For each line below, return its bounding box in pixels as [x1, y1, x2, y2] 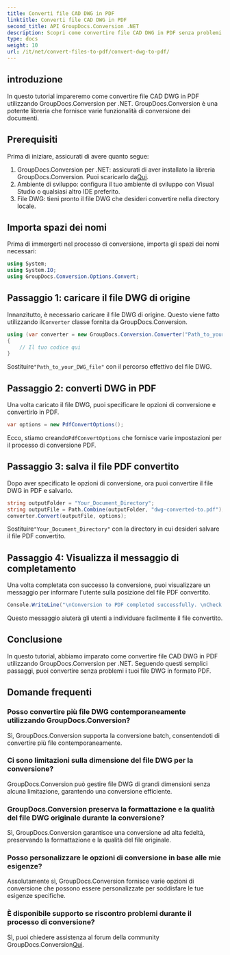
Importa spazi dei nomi [7, 221, 107, 233]
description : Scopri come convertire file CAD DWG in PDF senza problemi [7, 29, 222, 36]
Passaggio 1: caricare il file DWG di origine [7, 292, 190, 304]
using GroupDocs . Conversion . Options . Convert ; [7, 273, 139, 280]
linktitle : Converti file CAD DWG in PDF [7, 16, 127, 23]
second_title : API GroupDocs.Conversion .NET [7, 23, 139, 30]
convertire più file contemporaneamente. [7, 739, 123, 747]
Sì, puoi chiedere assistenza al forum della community [7, 933, 159, 941]
